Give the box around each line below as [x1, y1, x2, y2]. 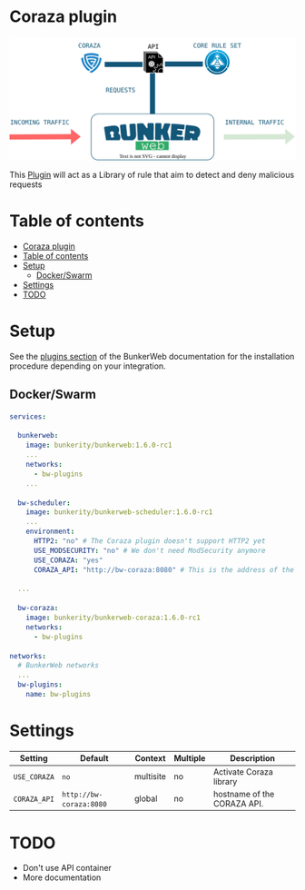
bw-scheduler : [17, 498, 71, 508]
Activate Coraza [212, 766, 274, 777]
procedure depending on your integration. [9, 361, 166, 371]
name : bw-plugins [25, 690, 92, 699]
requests [9, 179, 43, 190]
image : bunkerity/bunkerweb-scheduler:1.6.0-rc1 [25, 508, 213, 517]
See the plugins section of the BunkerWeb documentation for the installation [9, 351, 295, 361]
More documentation [22, 872, 102, 883]
